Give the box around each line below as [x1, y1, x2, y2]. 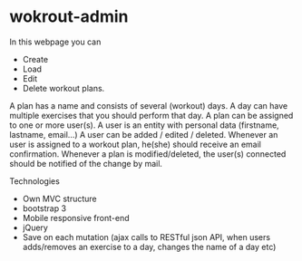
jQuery [22, 222, 48, 233]
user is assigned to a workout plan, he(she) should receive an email [9, 139, 261, 150]
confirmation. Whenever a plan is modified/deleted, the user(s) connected [9, 148, 287, 159]
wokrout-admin [9, 6, 129, 27]
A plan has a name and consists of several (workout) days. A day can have [9, 100, 288, 111]
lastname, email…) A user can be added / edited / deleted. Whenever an [9, 129, 278, 140]
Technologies [9, 175, 61, 187]
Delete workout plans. [22, 82, 105, 93]
